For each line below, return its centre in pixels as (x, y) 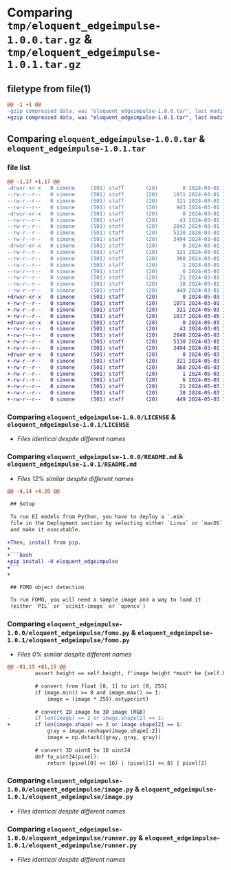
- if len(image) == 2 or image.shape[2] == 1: (86, 718)
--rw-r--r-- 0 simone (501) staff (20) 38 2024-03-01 (113, 284)
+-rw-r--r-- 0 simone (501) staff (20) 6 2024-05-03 (113, 380)
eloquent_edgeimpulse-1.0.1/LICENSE (68, 424)
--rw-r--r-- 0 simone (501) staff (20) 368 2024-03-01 (113, 258)
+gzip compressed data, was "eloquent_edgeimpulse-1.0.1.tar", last (107, 117)
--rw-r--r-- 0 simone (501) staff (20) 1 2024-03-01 (113, 265)
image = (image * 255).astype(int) (98, 699)
